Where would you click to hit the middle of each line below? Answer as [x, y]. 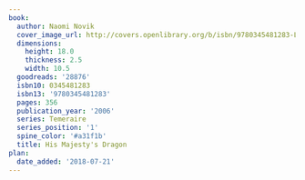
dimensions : [40, 43]
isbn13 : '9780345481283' [64, 94]
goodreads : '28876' [54, 77]
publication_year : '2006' [66, 111]
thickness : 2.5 [54, 60]
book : [19, 18]
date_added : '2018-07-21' [66, 161]
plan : [19, 153]
